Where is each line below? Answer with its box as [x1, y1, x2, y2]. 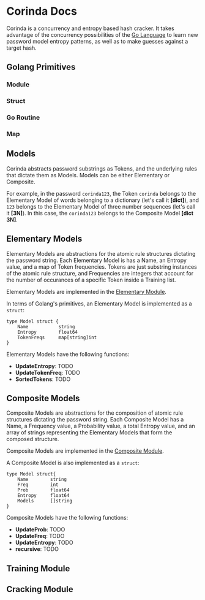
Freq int [17, 482, 59, 488]
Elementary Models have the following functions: [6, 350, 130, 358]
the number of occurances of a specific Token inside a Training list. [6, 276, 176, 283]
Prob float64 [17, 487, 70, 493]
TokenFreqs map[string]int [17, 334, 97, 340]
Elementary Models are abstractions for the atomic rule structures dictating [6, 250, 196, 257]
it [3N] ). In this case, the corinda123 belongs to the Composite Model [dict [6, 209, 194, 217]
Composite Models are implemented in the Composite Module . [6, 447, 164, 455]
